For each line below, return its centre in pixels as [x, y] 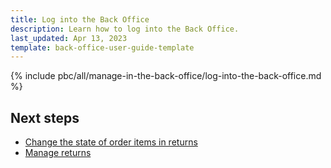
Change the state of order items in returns [111, 142]
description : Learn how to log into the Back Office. [125, 29]
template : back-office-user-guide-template [102, 47]
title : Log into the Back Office [80, 19]
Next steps [45, 117]
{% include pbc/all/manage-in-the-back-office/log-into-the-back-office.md [166, 76]
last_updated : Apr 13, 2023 [69, 38]
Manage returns [58, 153]
